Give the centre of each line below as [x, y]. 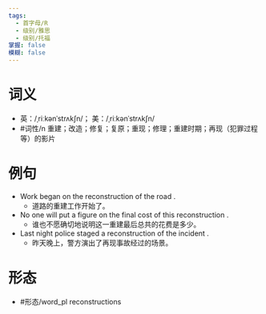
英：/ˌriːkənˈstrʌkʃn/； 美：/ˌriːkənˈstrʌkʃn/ [87, 118]
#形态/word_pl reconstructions [71, 301]
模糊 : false [27, 53]
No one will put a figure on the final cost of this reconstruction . [124, 215]
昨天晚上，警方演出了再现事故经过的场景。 [102, 242]
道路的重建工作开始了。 [71, 205]
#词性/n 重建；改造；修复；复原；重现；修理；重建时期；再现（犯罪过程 [139, 128]
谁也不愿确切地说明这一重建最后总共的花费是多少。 [116, 224]
